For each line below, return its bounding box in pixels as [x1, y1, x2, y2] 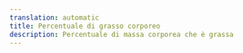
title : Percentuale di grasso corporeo [9, 22, 161, 31]
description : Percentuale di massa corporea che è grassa [9, 30, 234, 39]
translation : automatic [9, 13, 100, 22]
